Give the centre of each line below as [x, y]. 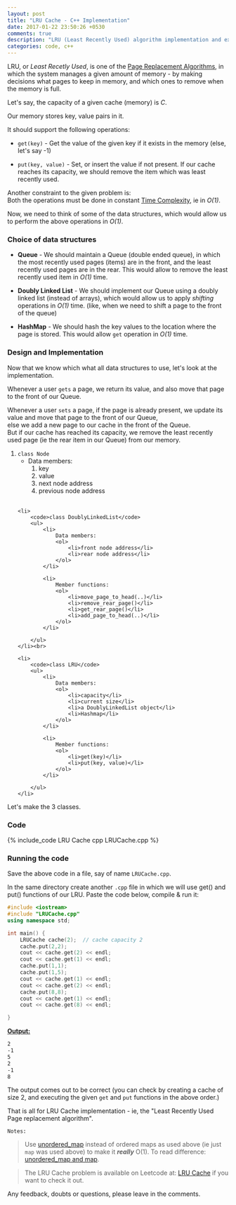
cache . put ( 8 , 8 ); [44, 992]
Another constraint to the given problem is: [69, 193]
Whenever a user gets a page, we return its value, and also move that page [116, 389]
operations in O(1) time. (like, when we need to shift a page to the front [119, 305]
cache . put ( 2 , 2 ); [44, 946]
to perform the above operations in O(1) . [65, 221]
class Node [33, 454]
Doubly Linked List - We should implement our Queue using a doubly [118, 291]
